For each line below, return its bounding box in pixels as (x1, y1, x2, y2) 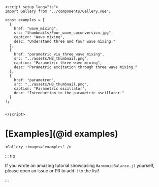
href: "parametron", (14, 78, 56, 82)
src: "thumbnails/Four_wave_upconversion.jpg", (14, 30, 113, 35)
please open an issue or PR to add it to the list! (5, 167, 99, 174)
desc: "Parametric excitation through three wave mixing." (14, 65, 138, 70)
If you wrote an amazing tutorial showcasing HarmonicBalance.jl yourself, (5, 162, 155, 168)
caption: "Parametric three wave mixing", (14, 60, 102, 65)
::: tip (5, 153, 16, 159)
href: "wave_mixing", (14, 26, 58, 31)
